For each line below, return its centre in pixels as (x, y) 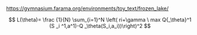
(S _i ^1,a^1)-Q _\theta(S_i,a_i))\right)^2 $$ (100, 26)
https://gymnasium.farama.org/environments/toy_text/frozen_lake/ (87, 8)
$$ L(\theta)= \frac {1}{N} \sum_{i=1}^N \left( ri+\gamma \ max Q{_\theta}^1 (100, 20)
